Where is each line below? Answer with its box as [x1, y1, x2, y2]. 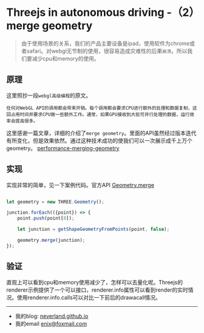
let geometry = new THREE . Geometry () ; [6, 199, 104, 205]
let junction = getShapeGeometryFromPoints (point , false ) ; [17, 226, 170, 233]
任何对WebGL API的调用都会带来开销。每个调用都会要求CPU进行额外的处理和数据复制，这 [6, 105, 197, 111]
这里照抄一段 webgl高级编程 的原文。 [6, 92, 92, 99]
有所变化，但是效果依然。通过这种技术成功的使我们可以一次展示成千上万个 [6, 137, 192, 144]
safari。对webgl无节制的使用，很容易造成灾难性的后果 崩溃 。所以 [26, 47, 188, 55]
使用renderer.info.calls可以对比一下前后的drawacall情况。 [16, 294, 161, 301]
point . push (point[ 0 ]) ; [17, 215, 75, 222]
